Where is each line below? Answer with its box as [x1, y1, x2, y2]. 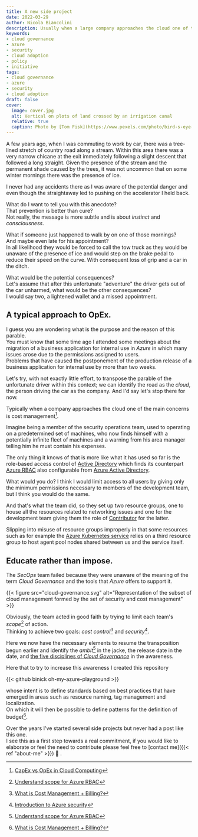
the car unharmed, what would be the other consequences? [6, 287, 151, 293]
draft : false [6, 96, 38, 102]
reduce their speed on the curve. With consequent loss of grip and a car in [6, 257, 187, 263]
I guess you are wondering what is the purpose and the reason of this [6, 326, 175, 333]
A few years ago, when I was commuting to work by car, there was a [6, 140, 172, 147]
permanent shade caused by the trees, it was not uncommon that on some [6, 166, 187, 172]
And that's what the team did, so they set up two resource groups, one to [6, 502, 184, 509]
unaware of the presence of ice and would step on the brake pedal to [6, 250, 174, 257]
